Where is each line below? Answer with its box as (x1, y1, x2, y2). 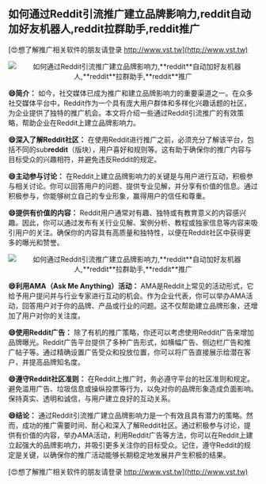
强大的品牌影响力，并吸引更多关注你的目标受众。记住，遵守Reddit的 (21, 440, 245, 449)
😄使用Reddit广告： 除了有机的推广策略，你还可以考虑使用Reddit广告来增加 (8, 327, 255, 337)
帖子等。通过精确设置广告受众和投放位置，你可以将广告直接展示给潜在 (14, 347, 244, 357)
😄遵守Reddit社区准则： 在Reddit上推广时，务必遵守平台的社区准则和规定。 (8, 374, 255, 384)
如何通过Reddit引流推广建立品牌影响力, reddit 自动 (8, 7, 252, 21)
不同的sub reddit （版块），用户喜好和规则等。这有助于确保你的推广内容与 (14, 145, 252, 154)
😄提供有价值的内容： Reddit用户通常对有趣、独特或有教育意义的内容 (8, 208, 233, 217)
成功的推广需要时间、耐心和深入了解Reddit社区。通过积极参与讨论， (21, 420, 245, 429)
